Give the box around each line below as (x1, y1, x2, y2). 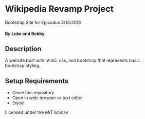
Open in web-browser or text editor (12, 95, 83, 101)
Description (5, 45, 41, 53)
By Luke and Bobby (5, 31, 45, 36)
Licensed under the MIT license (5, 109, 69, 115)
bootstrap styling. (5, 63, 40, 68)
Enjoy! (12, 100, 25, 106)
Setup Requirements (5, 77, 69, 85)
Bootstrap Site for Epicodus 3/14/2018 (5, 19, 81, 25)
